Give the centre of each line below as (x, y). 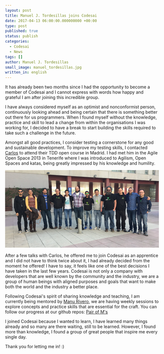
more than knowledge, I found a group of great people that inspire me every (81, 332)
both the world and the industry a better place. (52, 287)
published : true (21, 31)
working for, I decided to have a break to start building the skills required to (81, 128)
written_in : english (26, 73)
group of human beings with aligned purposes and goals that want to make (81, 281)
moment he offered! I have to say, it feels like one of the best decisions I (77, 266)
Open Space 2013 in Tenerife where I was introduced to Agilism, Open (76, 158)
